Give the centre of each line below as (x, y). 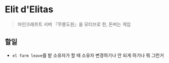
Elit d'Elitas (29, 9)
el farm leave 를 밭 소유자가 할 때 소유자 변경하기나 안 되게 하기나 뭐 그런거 (88, 55)
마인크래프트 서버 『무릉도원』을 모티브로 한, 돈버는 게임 (74, 24)
